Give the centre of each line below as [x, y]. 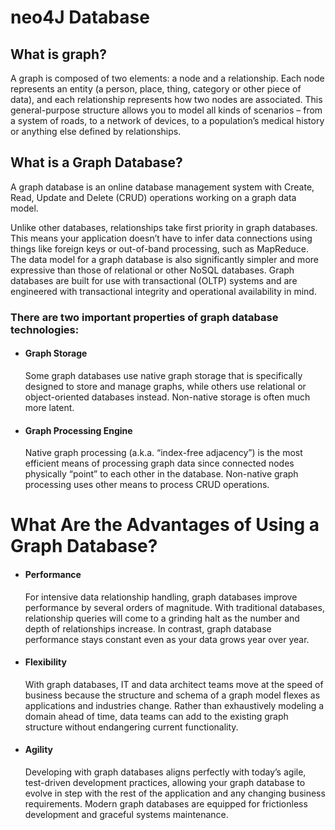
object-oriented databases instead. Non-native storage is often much [167, 397]
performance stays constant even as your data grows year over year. [167, 639]
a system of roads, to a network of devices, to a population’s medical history [167, 120]
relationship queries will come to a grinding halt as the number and [162, 618]
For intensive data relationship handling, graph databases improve [161, 597]
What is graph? [58, 54]
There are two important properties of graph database [144, 317]
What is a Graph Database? [96, 162]
